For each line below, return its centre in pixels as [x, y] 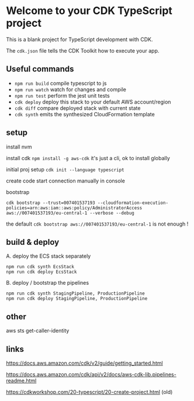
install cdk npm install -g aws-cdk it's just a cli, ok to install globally [88, 158]
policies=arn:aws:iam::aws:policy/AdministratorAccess [74, 208]
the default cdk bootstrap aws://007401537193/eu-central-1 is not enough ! [97, 224]
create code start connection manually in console [66, 181]
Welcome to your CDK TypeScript [89, 11]
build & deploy [33, 242]
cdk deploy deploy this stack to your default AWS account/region [93, 102]
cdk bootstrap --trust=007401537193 [51, 203]
